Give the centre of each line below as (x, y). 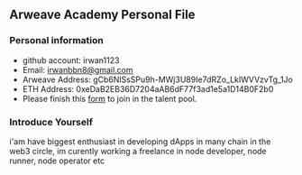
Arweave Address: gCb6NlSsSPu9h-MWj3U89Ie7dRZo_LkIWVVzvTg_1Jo (157, 79)
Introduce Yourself (51, 122)
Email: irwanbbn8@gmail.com (78, 69)
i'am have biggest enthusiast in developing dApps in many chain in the (140, 141)
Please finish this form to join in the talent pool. (110, 98)
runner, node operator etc (57, 161)
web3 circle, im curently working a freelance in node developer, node (138, 151)
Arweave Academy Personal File (102, 15)
